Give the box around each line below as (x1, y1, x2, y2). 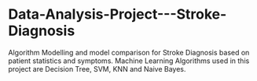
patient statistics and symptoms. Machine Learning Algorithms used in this (8, 56, 250, 65)
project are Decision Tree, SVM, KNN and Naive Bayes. (8, 64, 186, 73)
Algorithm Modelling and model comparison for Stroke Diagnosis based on (8, 48, 250, 57)
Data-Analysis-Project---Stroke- (8, 5, 227, 23)
